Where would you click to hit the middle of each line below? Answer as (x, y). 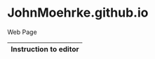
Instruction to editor (45, 49)
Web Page (22, 32)
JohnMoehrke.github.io (78, 13)
